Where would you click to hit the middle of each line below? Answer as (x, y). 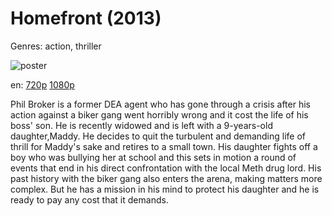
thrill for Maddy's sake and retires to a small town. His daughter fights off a (164, 146)
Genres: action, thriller (56, 46)
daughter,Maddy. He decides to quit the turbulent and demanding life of (158, 136)
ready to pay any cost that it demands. (89, 199)
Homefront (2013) (86, 18)
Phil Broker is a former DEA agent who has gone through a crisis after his (160, 104)
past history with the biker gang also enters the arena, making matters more (166, 178)
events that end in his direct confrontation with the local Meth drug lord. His (166, 168)
